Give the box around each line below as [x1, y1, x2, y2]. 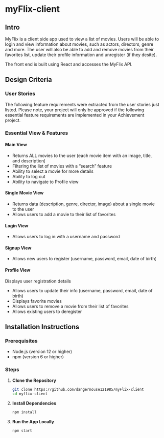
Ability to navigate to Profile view [12, 179, 79, 185]
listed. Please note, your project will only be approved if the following [5, 107, 144, 113]
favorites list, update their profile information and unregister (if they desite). [5, 52, 157, 58]
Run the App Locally [12, 419, 54, 425]
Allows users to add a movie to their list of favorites [12, 212, 116, 218]
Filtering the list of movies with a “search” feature [12, 163, 112, 169]
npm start [12, 428, 33, 434]
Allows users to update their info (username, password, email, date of [12, 287, 153, 293]
